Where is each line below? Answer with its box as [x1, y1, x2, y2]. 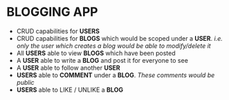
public [16, 78, 35, 86]
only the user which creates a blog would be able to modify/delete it [16, 41, 212, 50]
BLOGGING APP [6, 4, 98, 20]
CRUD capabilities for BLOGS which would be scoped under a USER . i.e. [16, 34, 223, 42]
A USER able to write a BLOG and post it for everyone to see [16, 56, 188, 64]
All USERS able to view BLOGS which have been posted [16, 49, 176, 57]
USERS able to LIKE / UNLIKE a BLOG [16, 86, 124, 94]
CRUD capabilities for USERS [16, 27, 100, 35]
